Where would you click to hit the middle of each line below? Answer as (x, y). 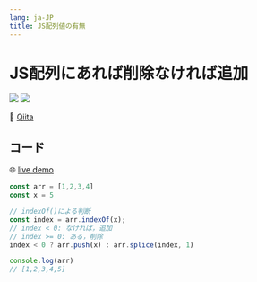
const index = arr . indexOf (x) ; (68, 220)
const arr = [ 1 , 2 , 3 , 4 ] (51, 187)
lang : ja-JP (31, 18)
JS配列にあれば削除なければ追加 (129, 73)
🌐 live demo (32, 170)
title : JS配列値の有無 (47, 26)
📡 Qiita (21, 117)
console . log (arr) (42, 261)
